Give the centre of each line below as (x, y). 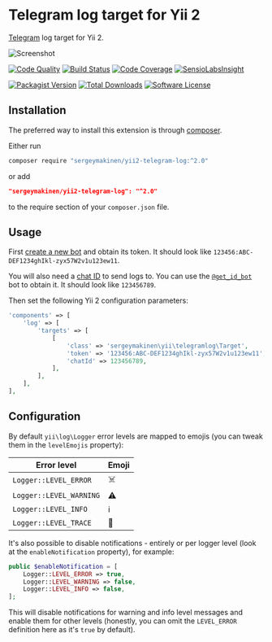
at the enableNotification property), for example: (91, 552)
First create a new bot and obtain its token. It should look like (110, 252)
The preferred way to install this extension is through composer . (115, 130)
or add (19, 176)
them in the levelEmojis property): (66, 444)
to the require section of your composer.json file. (89, 207)
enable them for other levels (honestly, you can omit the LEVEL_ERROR (123, 621)
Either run (25, 146)
